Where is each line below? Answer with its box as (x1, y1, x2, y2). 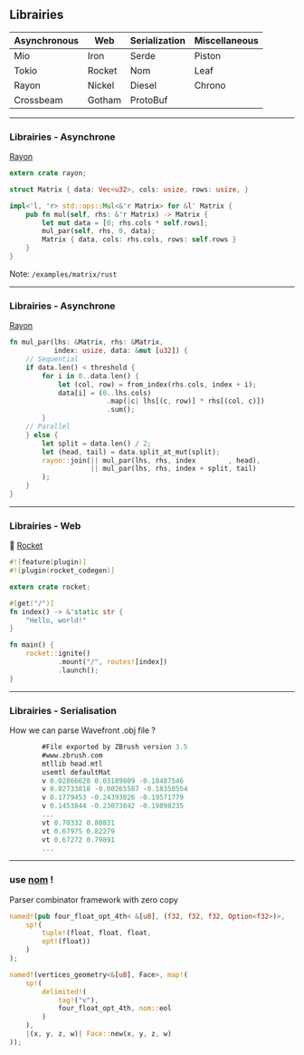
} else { (25, 430, 59, 439)
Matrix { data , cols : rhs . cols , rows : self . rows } (42, 235, 237, 244)
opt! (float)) (42, 937, 91, 946)
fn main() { (9, 640, 54, 650)
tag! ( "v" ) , (57, 995, 100, 1005)
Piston (194, 49, 222, 62)
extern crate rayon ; (9, 169, 88, 178)
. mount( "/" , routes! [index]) (57, 658, 168, 667)
